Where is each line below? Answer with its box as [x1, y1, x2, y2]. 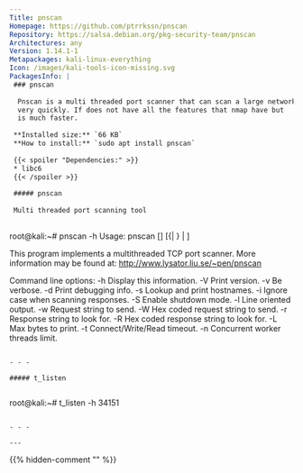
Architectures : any [9, 38, 83, 48]
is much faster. [17, 114, 78, 123]
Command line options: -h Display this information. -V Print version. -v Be [9, 275, 282, 286]
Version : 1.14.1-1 [9, 47, 78, 56]
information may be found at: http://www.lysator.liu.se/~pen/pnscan [9, 258, 262, 268]
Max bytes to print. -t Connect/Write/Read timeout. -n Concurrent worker [9, 323, 281, 333]
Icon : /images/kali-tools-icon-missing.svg [9, 64, 176, 73]
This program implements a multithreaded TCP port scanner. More [9, 248, 256, 259]
